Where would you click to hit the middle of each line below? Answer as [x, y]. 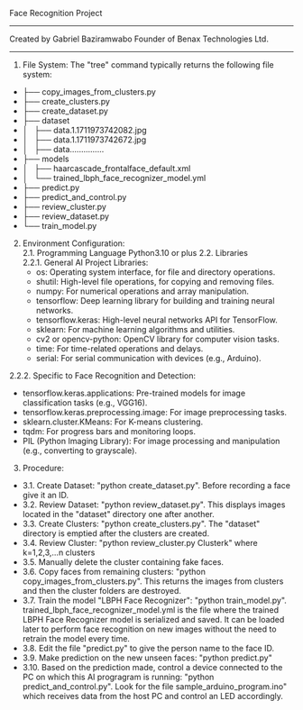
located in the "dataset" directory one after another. [118, 514]
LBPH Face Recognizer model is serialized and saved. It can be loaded [153, 619]
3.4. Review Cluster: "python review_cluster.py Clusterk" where [140, 543]
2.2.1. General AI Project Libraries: [85, 262]
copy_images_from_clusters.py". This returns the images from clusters [153, 581]
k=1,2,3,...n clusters [59, 552]
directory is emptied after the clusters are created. [116, 533]
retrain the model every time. [76, 638]
